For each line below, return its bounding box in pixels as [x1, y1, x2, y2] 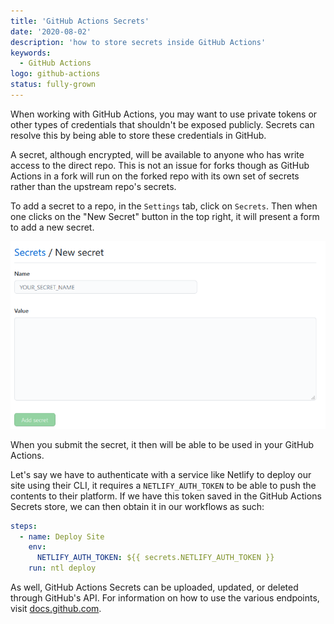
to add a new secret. [10, 221, 95, 233]
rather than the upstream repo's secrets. [10, 180, 177, 192]
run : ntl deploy [28, 563, 97, 574]
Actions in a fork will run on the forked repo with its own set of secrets [10, 170, 300, 182]
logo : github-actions [10, 69, 101, 79]
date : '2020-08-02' [10, 26, 92, 37]
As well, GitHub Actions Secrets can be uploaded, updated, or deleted [10, 581, 299, 594]
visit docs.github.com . [10, 603, 102, 615]
